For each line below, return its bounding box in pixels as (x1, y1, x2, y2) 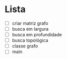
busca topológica (12, 37, 48, 43)
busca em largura (12, 26, 49, 32)
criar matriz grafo (12, 20, 48, 26)
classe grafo (12, 43, 38, 49)
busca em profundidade (12, 32, 62, 38)
